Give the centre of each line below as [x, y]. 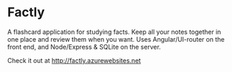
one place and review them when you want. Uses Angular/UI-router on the [116, 39]
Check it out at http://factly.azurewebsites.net [74, 60]
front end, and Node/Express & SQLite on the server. [84, 47]
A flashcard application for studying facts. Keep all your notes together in [114, 32]
